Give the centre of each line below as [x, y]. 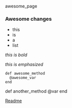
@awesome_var [23, 78]
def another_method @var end [36, 91]
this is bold [16, 55]
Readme [14, 101]
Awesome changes [29, 19]
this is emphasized [24, 65]
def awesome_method [25, 73]
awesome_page [21, 6]
